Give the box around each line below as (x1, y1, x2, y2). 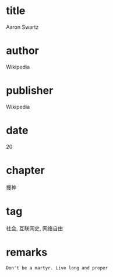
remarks (6, 245, 48, 259)
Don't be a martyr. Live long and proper (6, 265, 108, 271)
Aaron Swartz (6, 23, 39, 30)
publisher (6, 84, 54, 97)
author (6, 44, 40, 57)
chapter (6, 163, 45, 177)
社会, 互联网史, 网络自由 (6, 224, 63, 232)
